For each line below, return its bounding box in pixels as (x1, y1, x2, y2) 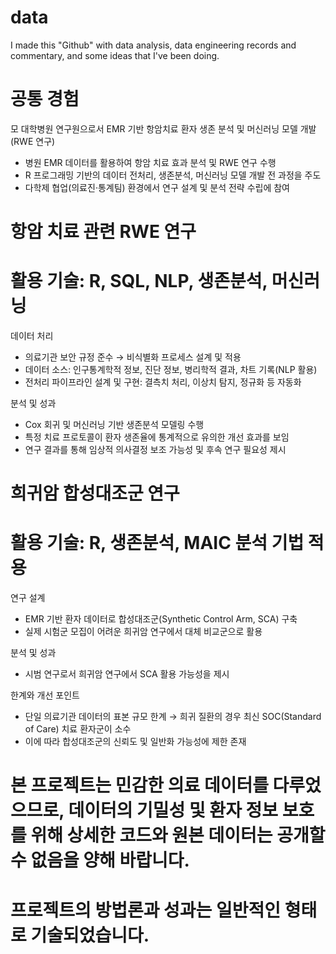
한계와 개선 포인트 (10, 689, 80, 701)
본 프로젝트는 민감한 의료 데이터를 (10, 774, 269, 797)
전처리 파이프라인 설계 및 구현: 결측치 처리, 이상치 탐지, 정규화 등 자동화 (24, 376, 302, 388)
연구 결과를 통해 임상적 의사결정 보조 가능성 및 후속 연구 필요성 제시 (24, 444, 287, 455)
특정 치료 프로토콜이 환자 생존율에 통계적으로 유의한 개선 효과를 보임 (24, 431, 290, 443)
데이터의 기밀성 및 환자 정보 (68, 799, 279, 822)
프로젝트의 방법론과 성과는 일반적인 (10, 899, 282, 921)
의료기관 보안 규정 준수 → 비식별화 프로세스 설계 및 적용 (24, 351, 242, 363)
